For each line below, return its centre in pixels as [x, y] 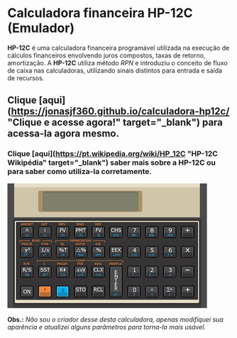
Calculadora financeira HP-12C [100, 13]
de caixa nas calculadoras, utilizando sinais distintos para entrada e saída [115, 70]
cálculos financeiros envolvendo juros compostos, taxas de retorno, [106, 55]
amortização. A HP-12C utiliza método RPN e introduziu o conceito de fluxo [118, 62]
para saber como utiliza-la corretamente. [80, 172]
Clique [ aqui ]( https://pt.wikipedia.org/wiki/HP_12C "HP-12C [113, 154]
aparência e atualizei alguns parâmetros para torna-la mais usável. [107, 327]
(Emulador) [41, 28]
